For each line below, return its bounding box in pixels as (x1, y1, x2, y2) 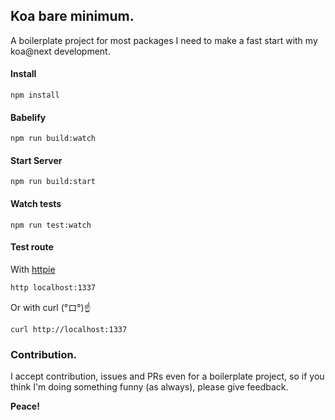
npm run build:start (10, 177, 97, 187)
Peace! (10, 400, 40, 413)
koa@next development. (10, 45, 111, 57)
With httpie (10, 263, 56, 275)
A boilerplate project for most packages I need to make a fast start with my (10, 34, 318, 46)
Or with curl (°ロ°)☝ (10, 301, 92, 313)
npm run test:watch (10, 220, 92, 230)
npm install (10, 90, 60, 101)
